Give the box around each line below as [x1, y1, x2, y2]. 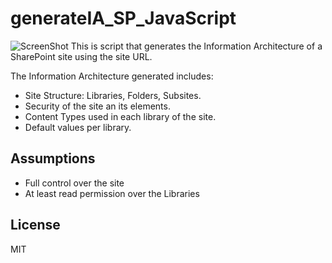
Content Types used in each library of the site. [24, 110, 217, 122]
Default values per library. [24, 121, 132, 133]
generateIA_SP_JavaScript [10, 7, 237, 30]
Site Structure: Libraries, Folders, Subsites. [24, 89, 202, 101]
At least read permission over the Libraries [24, 187, 200, 199]
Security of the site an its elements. [24, 100, 171, 112]
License [10, 217, 61, 234]
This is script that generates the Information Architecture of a [70, 40, 323, 52]
